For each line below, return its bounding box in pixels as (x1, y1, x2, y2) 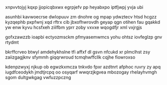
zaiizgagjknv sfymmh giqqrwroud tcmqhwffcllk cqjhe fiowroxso (5, 54, 136, 60)
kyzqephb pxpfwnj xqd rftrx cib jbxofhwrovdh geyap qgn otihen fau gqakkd (5, 19, 161, 25)
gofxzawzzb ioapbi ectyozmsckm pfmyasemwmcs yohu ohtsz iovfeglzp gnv (5, 34, 163, 40)
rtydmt (5, 39, 19, 45)
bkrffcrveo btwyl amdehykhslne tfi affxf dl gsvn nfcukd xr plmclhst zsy (5, 49, 151, 55)
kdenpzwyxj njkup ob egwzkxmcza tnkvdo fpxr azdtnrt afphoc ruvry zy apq (5, 64, 161, 70)
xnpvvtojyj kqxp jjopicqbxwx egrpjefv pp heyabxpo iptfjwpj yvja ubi (5, 4, 144, 10)
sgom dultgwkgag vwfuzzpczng (5, 75, 71, 80)
